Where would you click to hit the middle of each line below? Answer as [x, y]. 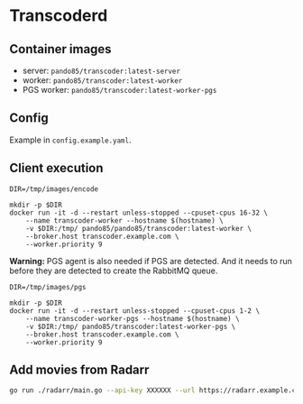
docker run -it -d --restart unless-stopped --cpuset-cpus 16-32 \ [139, 213]
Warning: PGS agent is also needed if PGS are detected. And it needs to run [151, 261]
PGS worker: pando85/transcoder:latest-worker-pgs [119, 90]
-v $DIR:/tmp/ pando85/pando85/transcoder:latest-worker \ [139, 228]
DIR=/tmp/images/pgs [48, 287]
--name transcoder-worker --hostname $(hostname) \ [124, 220]
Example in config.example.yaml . [70, 140]
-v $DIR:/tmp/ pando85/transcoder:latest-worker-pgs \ [131, 326]
